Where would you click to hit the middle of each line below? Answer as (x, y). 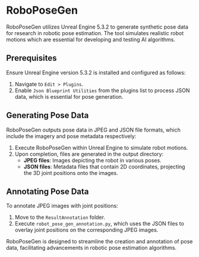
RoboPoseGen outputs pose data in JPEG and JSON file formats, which (94, 130)
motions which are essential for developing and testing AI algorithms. (91, 39)
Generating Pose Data (48, 116)
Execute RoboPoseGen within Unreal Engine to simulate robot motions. (101, 148)
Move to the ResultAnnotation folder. (60, 217)
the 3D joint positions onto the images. (71, 173)
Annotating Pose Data (48, 191)
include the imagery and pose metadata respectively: (71, 136)
